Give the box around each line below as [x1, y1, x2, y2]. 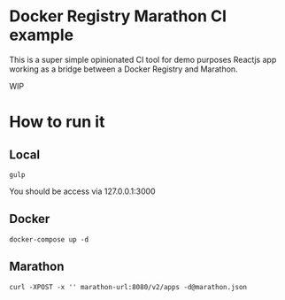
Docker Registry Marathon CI [9, 6, 227, 27]
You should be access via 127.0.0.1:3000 [9, 186, 157, 196]
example [9, 25, 74, 45]
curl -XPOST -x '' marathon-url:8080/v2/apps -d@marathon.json [9, 282, 248, 291]
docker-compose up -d [9, 235, 89, 244]
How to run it [9, 112, 105, 132]
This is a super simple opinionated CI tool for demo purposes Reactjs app [9, 54, 277, 65]
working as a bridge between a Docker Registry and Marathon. [9, 64, 238, 74]
